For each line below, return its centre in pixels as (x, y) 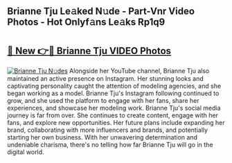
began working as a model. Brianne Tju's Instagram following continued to (113, 93)
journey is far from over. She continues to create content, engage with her (113, 115)
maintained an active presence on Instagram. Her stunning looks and (106, 78)
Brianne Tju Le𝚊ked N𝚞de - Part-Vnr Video (101, 11)
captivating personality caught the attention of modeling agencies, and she (114, 86)
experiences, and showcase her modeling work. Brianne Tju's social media (114, 108)
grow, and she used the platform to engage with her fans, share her (103, 100)
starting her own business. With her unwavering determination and (102, 137)
